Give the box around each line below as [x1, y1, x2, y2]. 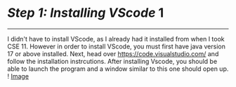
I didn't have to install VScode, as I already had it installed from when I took [7, 34, 225, 43]
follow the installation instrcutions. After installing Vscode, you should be [7, 57, 218, 65]
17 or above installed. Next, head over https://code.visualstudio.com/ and [7, 49, 219, 58]
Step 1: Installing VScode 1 [7, 5, 164, 21]
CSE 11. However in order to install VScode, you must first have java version [7, 42, 226, 51]
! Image [7, 72, 29, 80]
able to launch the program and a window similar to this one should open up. [7, 65, 229, 73]
